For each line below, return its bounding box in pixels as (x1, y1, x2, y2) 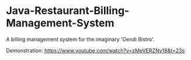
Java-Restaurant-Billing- (6, 4, 130, 17)
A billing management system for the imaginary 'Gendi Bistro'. (6, 36, 155, 43)
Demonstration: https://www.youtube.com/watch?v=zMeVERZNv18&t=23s (6, 47, 185, 54)
